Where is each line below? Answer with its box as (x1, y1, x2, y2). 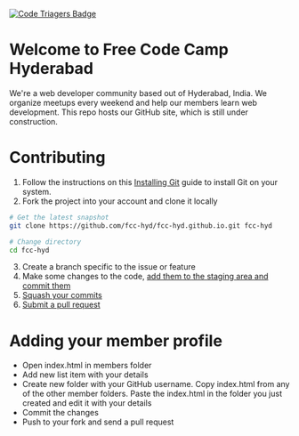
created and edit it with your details (21, 398, 152, 408)
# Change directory (9, 237, 82, 246)
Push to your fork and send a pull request (21, 416, 174, 427)
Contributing (9, 148, 106, 168)
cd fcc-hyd (9, 246, 50, 254)
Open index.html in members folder (21, 360, 152, 371)
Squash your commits (21, 290, 102, 301)
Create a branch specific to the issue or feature (21, 262, 196, 272)
